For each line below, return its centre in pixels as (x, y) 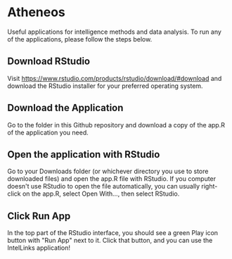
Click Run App (39, 216)
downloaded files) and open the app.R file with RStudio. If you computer (112, 179)
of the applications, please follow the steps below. (80, 39)
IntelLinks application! (39, 248)
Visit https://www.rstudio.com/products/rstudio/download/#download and (115, 78)
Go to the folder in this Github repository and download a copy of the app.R (116, 125)
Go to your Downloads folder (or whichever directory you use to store (108, 171)
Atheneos (36, 12)
